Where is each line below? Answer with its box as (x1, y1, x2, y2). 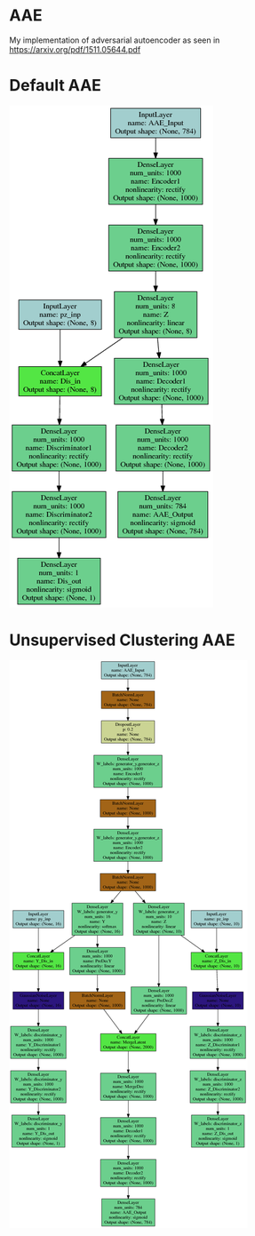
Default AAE (9, 76, 102, 96)
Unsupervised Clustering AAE (9, 630, 235, 650)
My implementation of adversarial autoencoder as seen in (9, 35, 220, 45)
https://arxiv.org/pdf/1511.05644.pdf (9, 44, 141, 54)
